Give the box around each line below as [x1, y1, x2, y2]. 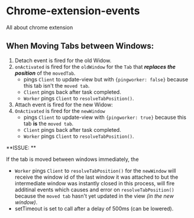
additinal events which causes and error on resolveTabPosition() [14, 186, 174, 193]
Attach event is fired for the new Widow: [14, 101, 114, 108]
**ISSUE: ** [6, 144, 37, 151]
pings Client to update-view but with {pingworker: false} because [23, 75, 188, 83]
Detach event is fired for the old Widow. [14, 56, 112, 64]
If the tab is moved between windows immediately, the [6, 156, 139, 163]
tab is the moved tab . [23, 120, 74, 127]
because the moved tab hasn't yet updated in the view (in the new [14, 192, 174, 200]
